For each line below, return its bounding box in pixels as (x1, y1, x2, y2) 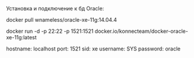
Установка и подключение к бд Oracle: (6, 5, 104, 12)
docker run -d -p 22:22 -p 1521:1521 (6, 28, 94, 35)
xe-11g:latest (6, 34, 37, 40)
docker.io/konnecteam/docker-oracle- (94, 28, 189, 35)
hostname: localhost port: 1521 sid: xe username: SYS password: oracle (6, 45, 181, 52)
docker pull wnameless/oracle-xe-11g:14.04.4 (6, 16, 117, 23)
